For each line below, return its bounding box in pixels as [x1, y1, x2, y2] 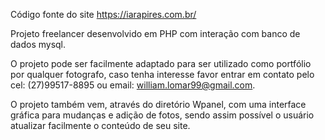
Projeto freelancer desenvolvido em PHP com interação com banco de [10, 28, 301, 39]
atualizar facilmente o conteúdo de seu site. [10, 120, 191, 131]
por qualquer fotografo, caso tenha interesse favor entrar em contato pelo [10, 69, 315, 80]
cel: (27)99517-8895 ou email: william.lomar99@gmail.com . [10, 79, 256, 91]
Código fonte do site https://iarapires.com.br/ [10, 9, 197, 20]
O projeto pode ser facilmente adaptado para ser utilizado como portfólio [10, 58, 312, 69]
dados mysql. [10, 39, 67, 50]
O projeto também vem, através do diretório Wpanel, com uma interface [10, 99, 307, 110]
